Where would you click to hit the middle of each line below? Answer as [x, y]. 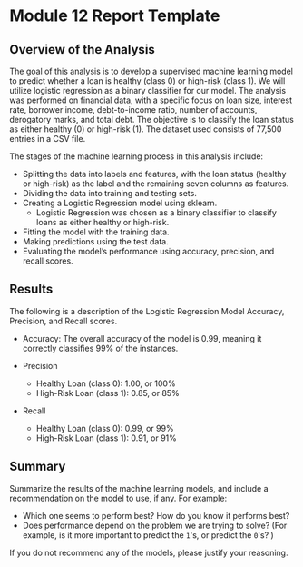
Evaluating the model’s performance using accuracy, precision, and [148, 251]
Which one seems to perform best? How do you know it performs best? [156, 515]
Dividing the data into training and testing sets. [109, 193]
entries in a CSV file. [48, 139]
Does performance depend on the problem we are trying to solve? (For [155, 525]
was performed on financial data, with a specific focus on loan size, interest [151, 100]
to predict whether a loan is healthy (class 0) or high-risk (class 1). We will [147, 81]
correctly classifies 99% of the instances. [100, 348]
